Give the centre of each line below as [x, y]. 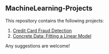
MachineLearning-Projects [49, 8]
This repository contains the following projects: [55, 20]
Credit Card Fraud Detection [42, 31]
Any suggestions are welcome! [38, 46]
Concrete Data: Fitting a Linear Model [52, 36]
